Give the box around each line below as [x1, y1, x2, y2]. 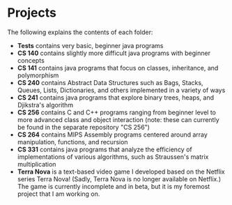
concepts [17, 56, 45, 64]
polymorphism [17, 71, 59, 79]
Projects [7, 5, 57, 21]
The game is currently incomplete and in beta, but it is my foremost [17, 182, 210, 190]
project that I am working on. [17, 190, 100, 198]
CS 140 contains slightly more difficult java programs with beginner [17, 49, 211, 57]
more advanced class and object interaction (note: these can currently [17, 115, 219, 123]
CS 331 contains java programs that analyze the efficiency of [17, 145, 193, 153]
